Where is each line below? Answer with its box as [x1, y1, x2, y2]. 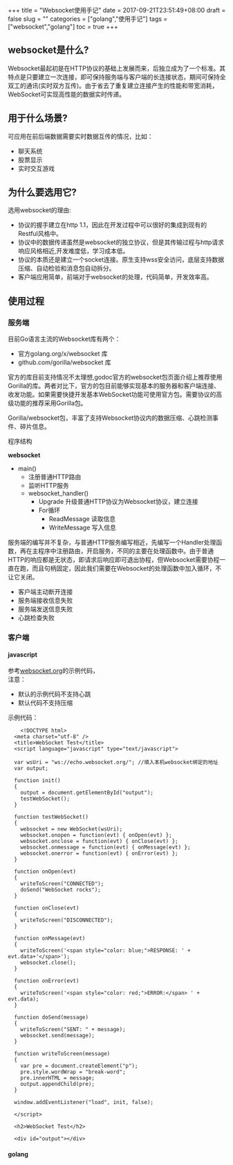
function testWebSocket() [14, 814, 89, 821]
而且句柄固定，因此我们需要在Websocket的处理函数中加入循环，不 [31, 564, 222, 572]
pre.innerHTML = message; [20, 1075, 95, 1082]
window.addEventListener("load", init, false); [14, 1099, 154, 1106]
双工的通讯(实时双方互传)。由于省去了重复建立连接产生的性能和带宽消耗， [8, 81, 218, 90]
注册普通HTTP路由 [28, 473, 82, 481]
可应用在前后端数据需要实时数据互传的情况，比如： [8, 132, 153, 140]
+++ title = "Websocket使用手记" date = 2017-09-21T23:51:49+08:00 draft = [8, 6, 226, 14]
